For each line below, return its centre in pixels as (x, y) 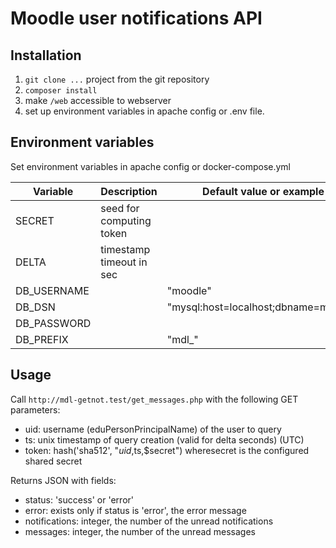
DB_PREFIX (42, 339)
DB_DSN (35, 307)
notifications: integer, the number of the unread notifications (149, 521)
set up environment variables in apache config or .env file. (144, 111)
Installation (46, 55)
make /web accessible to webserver (98, 100)
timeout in (124, 262)
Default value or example (263, 191)
